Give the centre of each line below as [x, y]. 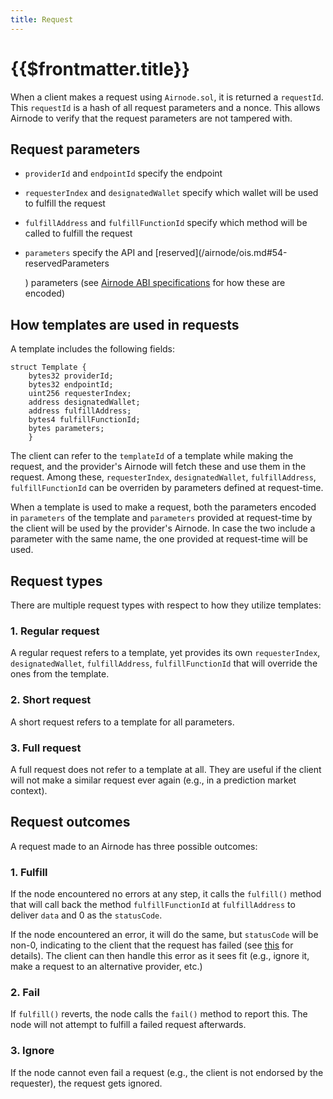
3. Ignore [32, 1051]
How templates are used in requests [125, 324]
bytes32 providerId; [71, 376]
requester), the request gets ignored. [86, 1083]
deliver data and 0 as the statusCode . [86, 915]
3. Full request [46, 748]
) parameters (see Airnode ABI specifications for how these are [155, 283]
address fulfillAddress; [80, 411]
